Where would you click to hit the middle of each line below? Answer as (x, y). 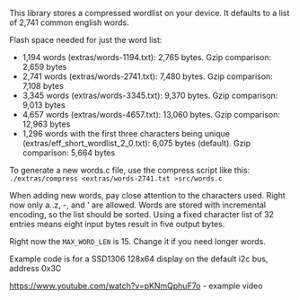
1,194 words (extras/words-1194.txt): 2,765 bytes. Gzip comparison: (147, 57)
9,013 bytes (44, 105)
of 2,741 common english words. (69, 22)
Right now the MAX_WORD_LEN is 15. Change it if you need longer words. (138, 241)
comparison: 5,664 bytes (69, 153)
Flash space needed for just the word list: (86, 40)
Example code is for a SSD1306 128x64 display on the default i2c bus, (139, 259)
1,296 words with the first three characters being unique (126, 133)
